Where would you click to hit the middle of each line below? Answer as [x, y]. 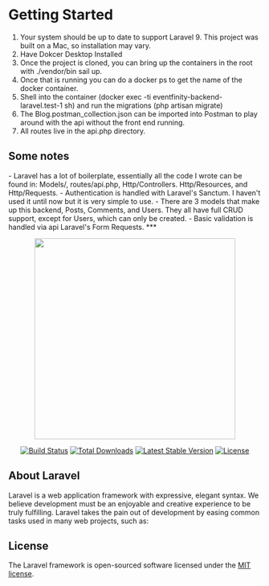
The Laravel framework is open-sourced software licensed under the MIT [130, 565]
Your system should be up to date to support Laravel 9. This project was [139, 37]
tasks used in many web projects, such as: [79, 521]
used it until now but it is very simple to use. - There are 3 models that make [134, 201]
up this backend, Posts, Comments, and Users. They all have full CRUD [126, 210]
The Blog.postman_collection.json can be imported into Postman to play [139, 113]
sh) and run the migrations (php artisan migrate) [143, 105]
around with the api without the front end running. [102, 122]
